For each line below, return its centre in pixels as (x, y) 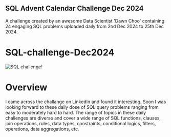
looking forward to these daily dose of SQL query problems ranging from (82, 107)
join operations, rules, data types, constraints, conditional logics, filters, (81, 123)
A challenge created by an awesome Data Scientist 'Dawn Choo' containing (85, 21)
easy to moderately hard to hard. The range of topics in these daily (76, 112)
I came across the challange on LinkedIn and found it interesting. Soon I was (86, 102)
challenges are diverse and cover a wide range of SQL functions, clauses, (83, 118)
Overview (26, 87)
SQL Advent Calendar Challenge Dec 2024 (74, 8)
